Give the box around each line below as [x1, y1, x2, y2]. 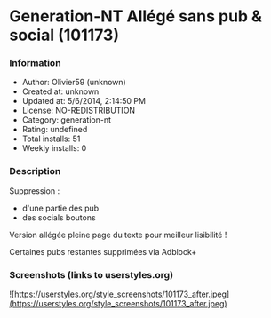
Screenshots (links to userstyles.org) [9, 268, 174, 281]
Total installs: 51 [21, 133, 81, 144]
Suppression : [9, 185, 60, 196]
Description [9, 165, 61, 178]
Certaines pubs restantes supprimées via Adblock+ [9, 246, 197, 257]
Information [9, 57, 61, 69]
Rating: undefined [21, 124, 88, 135]
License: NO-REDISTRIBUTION [21, 105, 136, 116]
